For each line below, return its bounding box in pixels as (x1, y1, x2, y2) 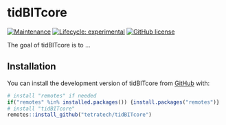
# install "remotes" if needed (7, 92, 97, 99)
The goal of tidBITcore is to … (7, 41, 91, 49)
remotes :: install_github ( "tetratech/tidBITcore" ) (7, 111, 152, 118)
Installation (7, 60, 56, 73)
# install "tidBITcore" (7, 105, 76, 112)
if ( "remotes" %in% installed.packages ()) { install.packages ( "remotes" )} (7, 98, 220, 106)
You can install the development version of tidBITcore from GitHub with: (7, 79, 210, 87)
